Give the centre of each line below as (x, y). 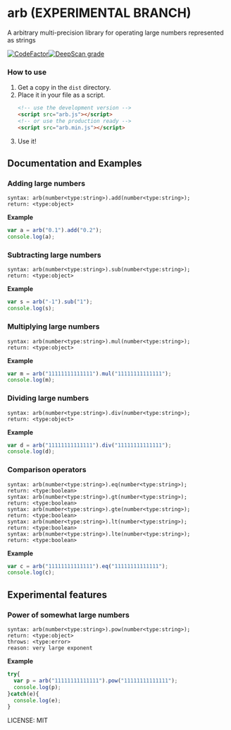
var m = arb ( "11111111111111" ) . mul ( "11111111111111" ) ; (89, 373)
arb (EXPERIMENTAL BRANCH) (99, 13)
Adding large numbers (46, 184)
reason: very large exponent (50, 648)
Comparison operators (47, 470)
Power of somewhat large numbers (69, 615)
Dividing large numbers (48, 399)
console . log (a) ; (31, 237)
